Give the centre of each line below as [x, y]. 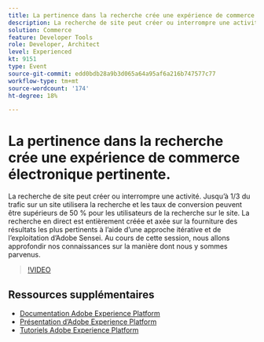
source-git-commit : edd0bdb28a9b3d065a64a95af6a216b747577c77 [112, 74]
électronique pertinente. [90, 175]
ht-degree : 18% [33, 96]
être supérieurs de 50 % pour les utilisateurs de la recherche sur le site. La [129, 213]
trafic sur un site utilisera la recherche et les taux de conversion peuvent [125, 205]
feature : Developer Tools [50, 37]
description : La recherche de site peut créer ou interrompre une [119, 23]
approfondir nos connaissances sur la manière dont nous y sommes [118, 246]
